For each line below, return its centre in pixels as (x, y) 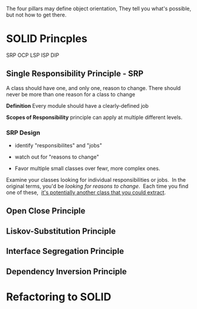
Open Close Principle (46, 211)
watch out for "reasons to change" (57, 157)
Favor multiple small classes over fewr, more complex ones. (88, 169)
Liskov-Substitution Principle (61, 231)
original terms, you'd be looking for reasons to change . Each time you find (97, 186)
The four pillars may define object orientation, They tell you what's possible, (98, 9)
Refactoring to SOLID (59, 297)
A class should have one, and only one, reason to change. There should (93, 88)
